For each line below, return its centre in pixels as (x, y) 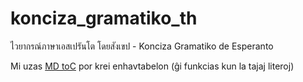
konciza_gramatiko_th (104, 18)
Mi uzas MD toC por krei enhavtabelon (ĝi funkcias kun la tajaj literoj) (152, 66)
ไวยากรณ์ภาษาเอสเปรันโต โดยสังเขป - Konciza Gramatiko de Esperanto (142, 46)
